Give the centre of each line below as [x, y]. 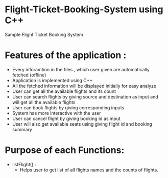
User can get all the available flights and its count [64, 91]
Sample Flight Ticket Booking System [44, 34]
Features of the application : [66, 55]
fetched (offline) [29, 75]
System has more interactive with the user [56, 113]
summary [22, 129]
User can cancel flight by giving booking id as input [66, 118]
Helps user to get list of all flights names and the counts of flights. [89, 170]
